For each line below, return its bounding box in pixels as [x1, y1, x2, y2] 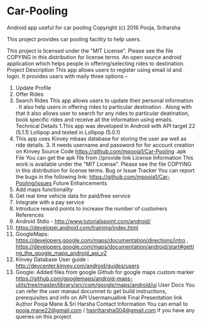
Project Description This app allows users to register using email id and [7, 66, 182, 73]
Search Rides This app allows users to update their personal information [15, 97, 194, 104]
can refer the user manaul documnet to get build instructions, [15, 287, 167, 294]
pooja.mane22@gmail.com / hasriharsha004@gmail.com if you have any [15, 306, 195, 313]
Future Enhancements [53, 179, 107, 187]
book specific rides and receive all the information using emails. [15, 115, 173, 123]
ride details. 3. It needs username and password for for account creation [15, 141, 194, 148]
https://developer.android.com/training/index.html [15, 224, 139, 231]
